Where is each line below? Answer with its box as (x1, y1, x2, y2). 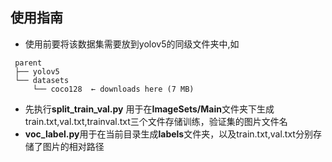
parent (14, 58, 43, 68)
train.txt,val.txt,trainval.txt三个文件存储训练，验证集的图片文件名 (24, 115, 288, 127)
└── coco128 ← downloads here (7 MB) (32, 84, 195, 94)
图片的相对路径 (42, 140, 105, 152)
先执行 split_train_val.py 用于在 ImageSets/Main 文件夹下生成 (24, 103, 275, 115)
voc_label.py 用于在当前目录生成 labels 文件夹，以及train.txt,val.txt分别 (24, 128, 313, 140)
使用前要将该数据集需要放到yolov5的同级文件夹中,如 (24, 38, 240, 50)
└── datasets (14, 75, 70, 85)
